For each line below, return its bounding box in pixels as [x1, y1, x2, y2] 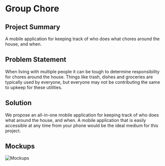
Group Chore [5, 3, 60, 14]
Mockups [5, 142, 35, 151]
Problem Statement [5, 55, 67, 64]
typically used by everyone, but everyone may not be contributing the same [5, 79, 161, 85]
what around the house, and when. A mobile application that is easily [5, 117, 146, 123]
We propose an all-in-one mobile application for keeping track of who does [5, 112, 159, 118]
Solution [5, 99, 32, 107]
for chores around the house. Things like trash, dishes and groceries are [5, 74, 153, 80]
